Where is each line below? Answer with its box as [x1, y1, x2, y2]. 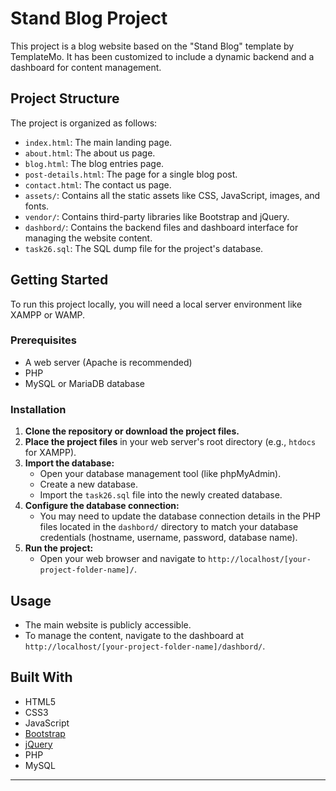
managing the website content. [24, 232, 153, 244]
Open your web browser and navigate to [39, 553, 207, 565]
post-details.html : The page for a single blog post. [24, 168, 238, 180]
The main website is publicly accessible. [24, 618, 192, 631]
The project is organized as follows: [10, 117, 158, 129]
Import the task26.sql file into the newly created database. [39, 489, 283, 501]
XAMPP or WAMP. [10, 308, 86, 321]
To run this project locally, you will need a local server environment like [10, 298, 303, 310]
